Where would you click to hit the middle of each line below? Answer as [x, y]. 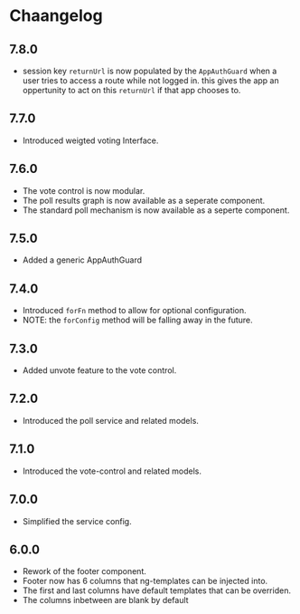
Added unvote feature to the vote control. [99, 370]
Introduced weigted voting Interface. [90, 140]
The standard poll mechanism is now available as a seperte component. [156, 210]
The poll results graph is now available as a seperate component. [144, 200]
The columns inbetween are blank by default [105, 600]
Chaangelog [56, 16]
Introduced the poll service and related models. [110, 420]
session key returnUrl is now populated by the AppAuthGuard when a [150, 71]
